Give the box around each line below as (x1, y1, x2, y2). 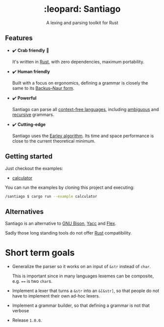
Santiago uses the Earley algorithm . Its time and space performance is (12, 133, 154, 139)
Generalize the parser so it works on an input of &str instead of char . (12, 264, 151, 269)
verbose (12, 308, 29, 314)
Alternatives (5, 208, 44, 216)
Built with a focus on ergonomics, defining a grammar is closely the (12, 80, 148, 86)
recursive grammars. (12, 112, 54, 118)
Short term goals (5, 247, 75, 259)
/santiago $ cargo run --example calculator (5, 194, 97, 199)
